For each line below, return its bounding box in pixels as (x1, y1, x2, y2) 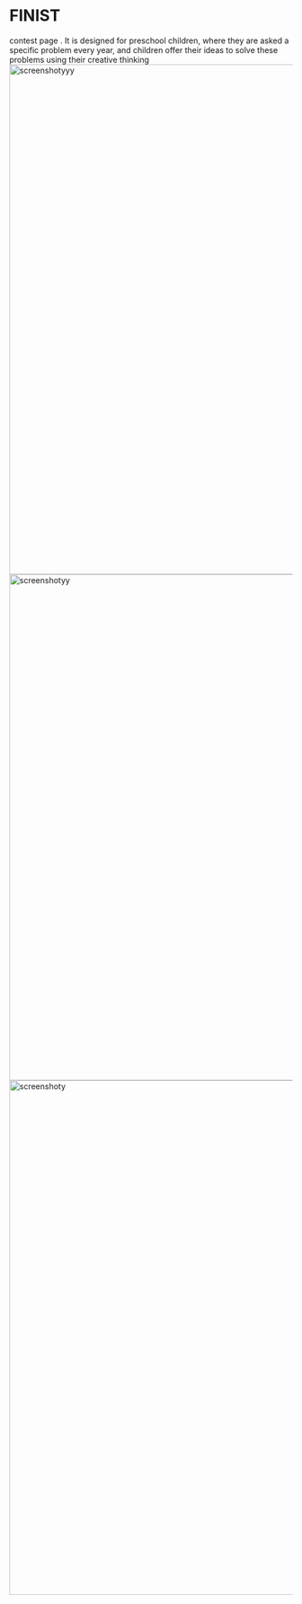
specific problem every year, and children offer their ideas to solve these (9, 44, 279, 55)
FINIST (9, 5, 61, 26)
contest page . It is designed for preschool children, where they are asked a (9, 35, 289, 46)
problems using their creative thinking (9, 54, 150, 65)
